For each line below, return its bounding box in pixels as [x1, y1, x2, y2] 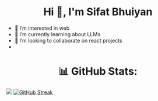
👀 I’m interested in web [14, 25, 70, 32]
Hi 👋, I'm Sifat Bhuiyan [43, 5, 153, 19]
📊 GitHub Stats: [58, 65, 138, 78]
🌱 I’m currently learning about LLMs [14, 30, 101, 37]
